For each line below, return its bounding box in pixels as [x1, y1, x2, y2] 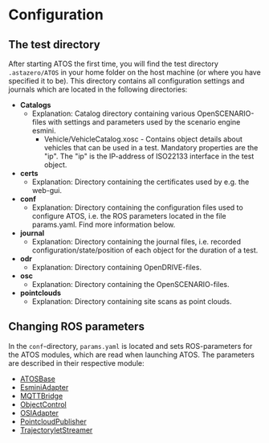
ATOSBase [19, 374, 56, 384]
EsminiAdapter [19, 382, 69, 392]
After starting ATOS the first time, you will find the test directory [8, 59, 219, 68]
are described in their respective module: [8, 358, 145, 367]
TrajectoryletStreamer [19, 425, 93, 435]
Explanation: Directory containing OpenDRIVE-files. [31, 263, 202, 272]
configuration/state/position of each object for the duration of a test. [31, 245, 259, 255]
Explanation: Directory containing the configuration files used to [31, 203, 243, 212]
